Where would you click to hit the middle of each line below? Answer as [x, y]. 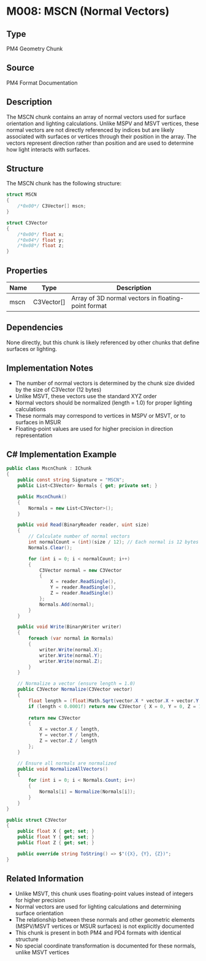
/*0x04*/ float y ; [41, 240]
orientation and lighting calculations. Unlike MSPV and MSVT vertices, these [103, 123]
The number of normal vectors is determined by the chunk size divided [105, 383]
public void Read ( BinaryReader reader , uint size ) [83, 525]
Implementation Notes [50, 369]
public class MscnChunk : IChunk [49, 469]
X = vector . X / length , [69, 729]
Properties [27, 270]
